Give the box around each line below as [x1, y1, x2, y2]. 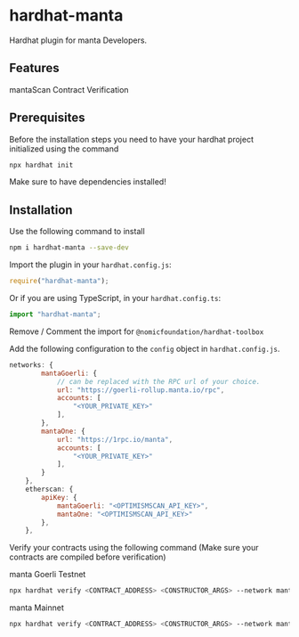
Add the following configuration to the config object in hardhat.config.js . [9, 343, 280, 354]
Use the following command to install [9, 226, 145, 237]
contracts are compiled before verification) [9, 551, 166, 562]
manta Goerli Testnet [9, 569, 86, 580]
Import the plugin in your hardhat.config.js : [9, 259, 172, 270]
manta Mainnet [9, 602, 65, 613]
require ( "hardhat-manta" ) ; [9, 277, 109, 286]
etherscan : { [25, 485, 74, 494]
